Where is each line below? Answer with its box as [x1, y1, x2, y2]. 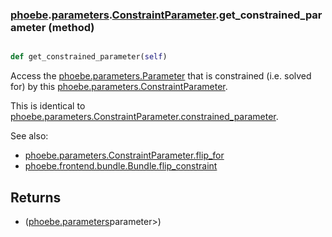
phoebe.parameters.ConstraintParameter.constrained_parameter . [10, 111, 279, 123]
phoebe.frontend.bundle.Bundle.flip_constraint [24, 160, 218, 172]
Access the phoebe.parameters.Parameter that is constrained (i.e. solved [10, 70, 312, 82]
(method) [48, 20, 95, 34]
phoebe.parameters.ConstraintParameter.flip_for [24, 149, 225, 162]
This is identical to [10, 100, 86, 112]
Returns [10, 189, 62, 206]
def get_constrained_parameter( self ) [10, 52, 168, 62]
